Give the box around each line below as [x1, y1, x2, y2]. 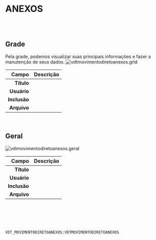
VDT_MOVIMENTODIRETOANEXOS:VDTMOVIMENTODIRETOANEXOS [5, 229, 119, 235]
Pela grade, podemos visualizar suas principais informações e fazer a [5, 53, 151, 59]
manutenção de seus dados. [5, 59, 65, 65]
